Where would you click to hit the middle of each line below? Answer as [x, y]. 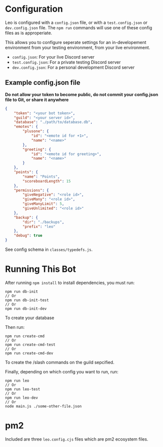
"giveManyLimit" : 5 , [43, 204]
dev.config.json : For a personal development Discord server [73, 67]
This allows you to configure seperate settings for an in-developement [76, 42]
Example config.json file [43, 83]
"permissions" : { [31, 190]
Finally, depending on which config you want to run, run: [62, 371]
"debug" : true [28, 236]
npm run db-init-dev [26, 308]
